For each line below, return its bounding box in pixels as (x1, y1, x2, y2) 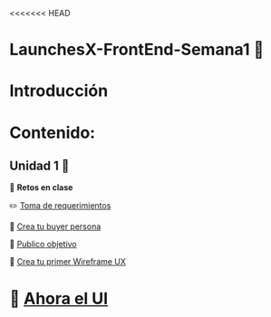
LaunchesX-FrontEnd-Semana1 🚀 (9, 40, 265, 60)
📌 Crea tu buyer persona (9, 221, 102, 232)
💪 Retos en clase (9, 182, 73, 193)
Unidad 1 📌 (9, 158, 70, 173)
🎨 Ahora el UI (9, 288, 109, 309)
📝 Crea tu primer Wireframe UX (9, 256, 127, 267)
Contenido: (9, 122, 96, 143)
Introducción (9, 81, 109, 101)
